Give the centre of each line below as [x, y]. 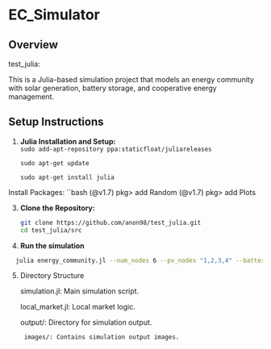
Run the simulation [52, 245]
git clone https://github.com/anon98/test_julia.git [110, 222]
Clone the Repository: [57, 208]
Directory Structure [52, 276]
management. [31, 97]
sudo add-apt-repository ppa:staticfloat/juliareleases [116, 149]
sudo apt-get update [54, 163]
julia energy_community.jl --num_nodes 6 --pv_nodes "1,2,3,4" [124, 260]
